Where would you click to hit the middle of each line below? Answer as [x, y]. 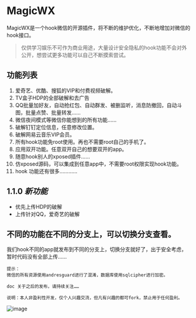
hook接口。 [20, 35]
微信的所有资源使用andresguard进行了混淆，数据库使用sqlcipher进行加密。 [87, 275]
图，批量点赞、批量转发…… [48, 112]
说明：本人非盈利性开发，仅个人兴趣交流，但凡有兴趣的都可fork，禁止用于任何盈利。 [95, 298]
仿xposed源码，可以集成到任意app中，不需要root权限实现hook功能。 [98, 164]
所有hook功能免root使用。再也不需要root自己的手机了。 [82, 141]
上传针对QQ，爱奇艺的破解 [47, 214]
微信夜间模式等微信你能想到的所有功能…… [66, 120]
